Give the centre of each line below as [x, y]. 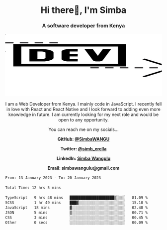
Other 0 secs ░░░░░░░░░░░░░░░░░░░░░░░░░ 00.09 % [77, 223]
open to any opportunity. [83, 120]
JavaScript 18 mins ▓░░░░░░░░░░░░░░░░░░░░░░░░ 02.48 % [77, 208]
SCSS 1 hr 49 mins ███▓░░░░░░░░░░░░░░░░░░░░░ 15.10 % [77, 203]
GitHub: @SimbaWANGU [83, 139]
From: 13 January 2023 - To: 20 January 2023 [53, 178]
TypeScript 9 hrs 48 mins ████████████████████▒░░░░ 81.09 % [77, 198]
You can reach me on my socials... [83, 129]
